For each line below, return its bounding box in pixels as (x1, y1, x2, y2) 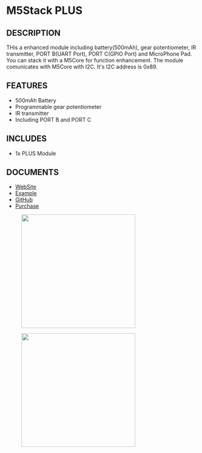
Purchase (15, 202, 39, 210)
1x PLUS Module (15, 150, 56, 157)
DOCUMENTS (6, 167, 59, 177)
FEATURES (6, 81, 48, 91)
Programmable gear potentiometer (15, 103, 102, 110)
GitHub (15, 196, 33, 203)
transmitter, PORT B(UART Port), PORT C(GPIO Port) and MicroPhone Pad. (6, 50, 192, 58)
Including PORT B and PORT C (15, 116, 92, 123)
